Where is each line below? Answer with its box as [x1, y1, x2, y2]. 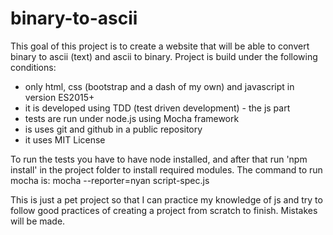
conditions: [10, 61, 57, 73]
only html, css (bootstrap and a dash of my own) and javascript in [24, 80, 295, 92]
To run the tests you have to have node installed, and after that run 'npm [10, 153, 308, 165]
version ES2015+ [24, 91, 95, 103]
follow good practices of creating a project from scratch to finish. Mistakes [10, 204, 318, 216]
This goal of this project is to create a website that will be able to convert [10, 40, 310, 52]
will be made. [10, 215, 66, 227]
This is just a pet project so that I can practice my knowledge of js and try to [10, 193, 323, 206]
